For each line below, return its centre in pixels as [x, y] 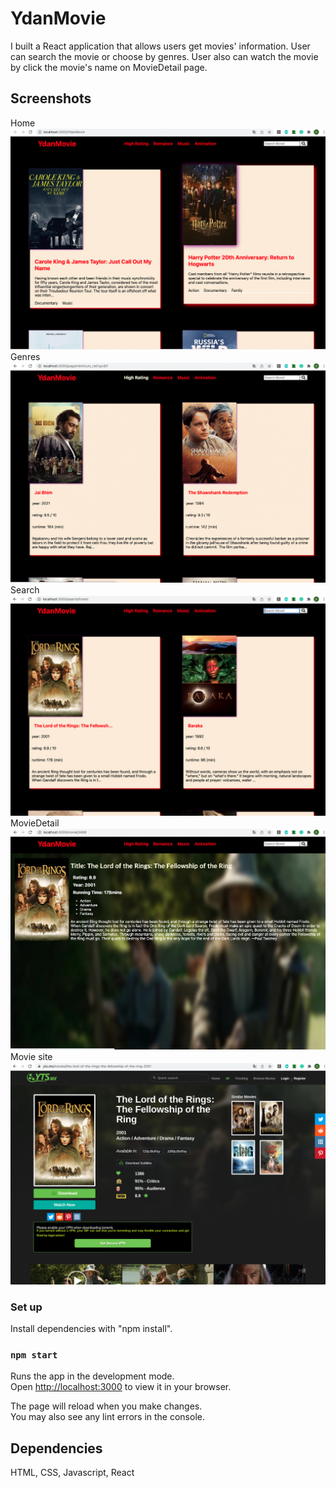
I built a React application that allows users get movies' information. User [160, 46]
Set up [26, 1307]
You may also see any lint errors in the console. [107, 1417]
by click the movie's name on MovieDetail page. [109, 67]
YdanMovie [58, 18]
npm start [34, 1355]
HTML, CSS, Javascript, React [72, 1473]
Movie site [31, 1057]
